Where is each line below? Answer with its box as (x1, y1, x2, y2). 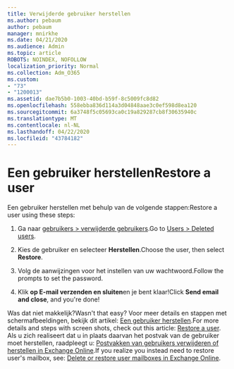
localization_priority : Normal (7, 63, 99, 70)
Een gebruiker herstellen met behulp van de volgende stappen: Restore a (7, 204, 218, 212)
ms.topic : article (7, 50, 61, 57)
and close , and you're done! (17, 295, 100, 304)
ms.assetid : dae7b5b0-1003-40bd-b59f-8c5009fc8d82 (7, 96, 159, 103)
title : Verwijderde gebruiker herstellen (7, 10, 131, 18)
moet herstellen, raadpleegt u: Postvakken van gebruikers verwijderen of (7, 339, 219, 347)
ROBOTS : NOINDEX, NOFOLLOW (7, 56, 87, 63)
